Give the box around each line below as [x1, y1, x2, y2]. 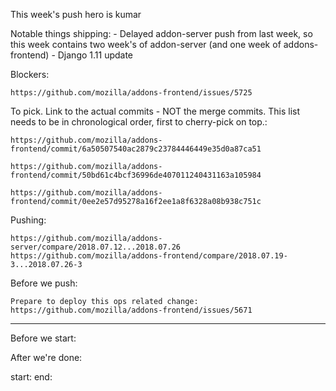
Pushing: [10, 214, 47, 226]
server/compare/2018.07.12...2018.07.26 [10, 242, 182, 252]
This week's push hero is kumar [10, 9, 142, 20]
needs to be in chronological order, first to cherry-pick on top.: [10, 116, 268, 128]
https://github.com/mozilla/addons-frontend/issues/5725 [10, 88, 253, 98]
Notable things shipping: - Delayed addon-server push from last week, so [10, 28, 313, 39]
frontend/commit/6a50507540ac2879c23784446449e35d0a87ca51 [10, 144, 262, 154]
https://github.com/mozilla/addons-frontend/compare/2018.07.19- [10, 251, 288, 261]
